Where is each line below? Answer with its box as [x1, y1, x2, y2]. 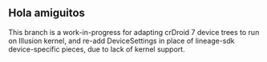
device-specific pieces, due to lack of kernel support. [8, 44, 186, 54]
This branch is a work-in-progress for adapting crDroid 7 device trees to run [8, 27, 260, 37]
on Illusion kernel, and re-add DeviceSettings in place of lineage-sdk [8, 36, 235, 45]
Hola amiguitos [8, 6, 86, 20]
